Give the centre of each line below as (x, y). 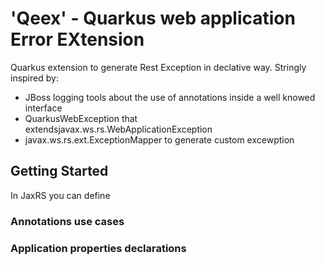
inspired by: (34, 78)
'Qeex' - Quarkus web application (153, 18)
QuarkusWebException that (81, 118)
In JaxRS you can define (60, 195)
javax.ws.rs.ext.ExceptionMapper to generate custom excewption (159, 139)
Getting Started (59, 171)
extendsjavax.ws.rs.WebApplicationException (118, 129)
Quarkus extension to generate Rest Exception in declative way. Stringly (158, 67)
